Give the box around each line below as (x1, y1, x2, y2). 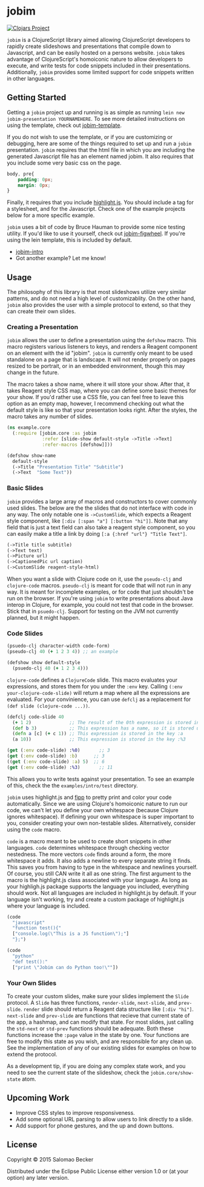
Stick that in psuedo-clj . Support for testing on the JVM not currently (7, 607, 179, 615)
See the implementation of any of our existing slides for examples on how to (7, 1044, 197, 1052)
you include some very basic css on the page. (7, 159, 122, 166)
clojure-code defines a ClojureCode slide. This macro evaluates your (7, 676, 178, 683)
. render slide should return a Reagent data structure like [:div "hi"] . (20, 1005, 194, 1013)
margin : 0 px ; (18, 182, 51, 188)
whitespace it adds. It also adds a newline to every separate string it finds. (7, 857, 192, 864)
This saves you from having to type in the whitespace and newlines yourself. (7, 863, 198, 871)
